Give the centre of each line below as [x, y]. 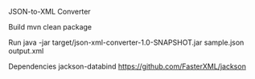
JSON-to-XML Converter [49, 12]
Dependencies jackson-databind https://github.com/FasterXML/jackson [127, 66]
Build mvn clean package [50, 27]
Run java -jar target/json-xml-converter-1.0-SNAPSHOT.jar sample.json [126, 42]
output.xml [26, 51]
